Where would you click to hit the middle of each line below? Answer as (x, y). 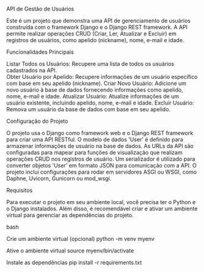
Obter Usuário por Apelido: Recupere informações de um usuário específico (102, 77)
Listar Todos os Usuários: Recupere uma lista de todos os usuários (90, 64)
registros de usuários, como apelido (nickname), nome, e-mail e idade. (95, 40)
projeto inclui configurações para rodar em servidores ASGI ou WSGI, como (102, 172)
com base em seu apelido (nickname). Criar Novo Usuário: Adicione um (97, 83)
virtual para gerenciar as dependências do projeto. (70, 215)
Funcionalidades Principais (40, 52)
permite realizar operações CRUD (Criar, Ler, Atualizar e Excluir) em (92, 34)
